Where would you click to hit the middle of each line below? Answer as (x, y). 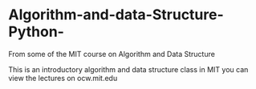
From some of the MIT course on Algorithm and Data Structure (112, 54)
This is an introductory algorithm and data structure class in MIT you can (128, 69)
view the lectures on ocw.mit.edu (63, 78)
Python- (36, 32)
